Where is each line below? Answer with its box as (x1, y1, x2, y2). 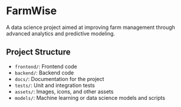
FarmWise (6, 4, 57, 18)
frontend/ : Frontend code (14, 63, 78, 70)
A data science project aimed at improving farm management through (6, 24, 176, 31)
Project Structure (6, 47, 71, 57)
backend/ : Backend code (14, 69, 74, 76)
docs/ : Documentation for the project (14, 75, 104, 82)
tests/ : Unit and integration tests (14, 82, 96, 89)
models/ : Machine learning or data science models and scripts (14, 94, 166, 101)
